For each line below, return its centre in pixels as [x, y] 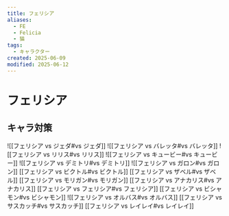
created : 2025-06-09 [37, 58]
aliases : [20, 20]
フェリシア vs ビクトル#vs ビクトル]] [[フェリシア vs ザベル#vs [113, 171]
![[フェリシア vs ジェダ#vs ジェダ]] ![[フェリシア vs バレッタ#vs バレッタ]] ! [114, 145]
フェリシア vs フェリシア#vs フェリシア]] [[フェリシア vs [122, 189]
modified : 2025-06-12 [38, 64]
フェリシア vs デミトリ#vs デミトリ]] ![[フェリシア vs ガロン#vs [116, 163]
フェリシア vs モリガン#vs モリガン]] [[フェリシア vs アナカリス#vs [119, 180]
